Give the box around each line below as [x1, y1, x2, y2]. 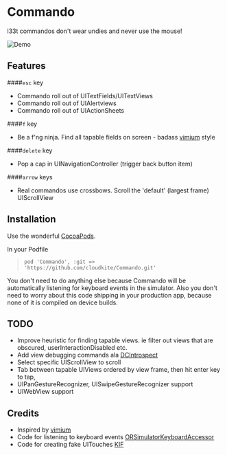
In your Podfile [7, 245, 49, 253]
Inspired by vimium [16, 425, 71, 434]
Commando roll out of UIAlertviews [16, 99, 117, 107]
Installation [7, 214, 56, 225]
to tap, [16, 373, 36, 381]
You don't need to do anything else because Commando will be [7, 276, 187, 285]
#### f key [7, 120, 38, 128]
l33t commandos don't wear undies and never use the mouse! [7, 27, 183, 35]
